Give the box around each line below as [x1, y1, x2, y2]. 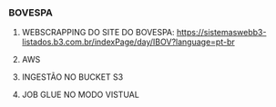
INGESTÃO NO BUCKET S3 [21, 72, 124, 83]
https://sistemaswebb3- [176, 27, 267, 38]
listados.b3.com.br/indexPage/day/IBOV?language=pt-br [21, 36, 235, 47]
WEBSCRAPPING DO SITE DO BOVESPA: [21, 27, 175, 38]
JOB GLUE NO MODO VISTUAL [21, 89, 140, 101]
